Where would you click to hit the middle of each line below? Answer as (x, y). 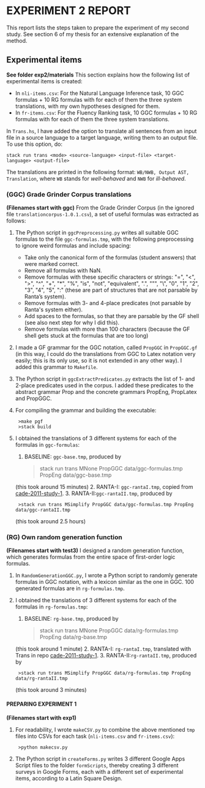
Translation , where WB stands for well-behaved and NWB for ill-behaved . (96, 178)
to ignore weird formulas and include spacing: (73, 246)
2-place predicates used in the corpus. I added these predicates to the (104, 385)
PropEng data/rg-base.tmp (73, 637)
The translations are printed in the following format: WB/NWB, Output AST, (98, 172)
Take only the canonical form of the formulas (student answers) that (110, 257)
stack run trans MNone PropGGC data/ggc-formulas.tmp (111, 469)
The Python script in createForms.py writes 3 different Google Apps (100, 759)
